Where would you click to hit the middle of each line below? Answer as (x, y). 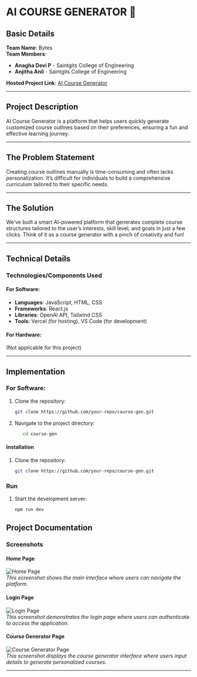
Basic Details (30, 34)
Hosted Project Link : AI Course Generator (57, 83)
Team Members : (26, 54)
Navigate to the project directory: (55, 423)
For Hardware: (24, 335)
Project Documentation (49, 528)
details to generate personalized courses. (56, 662)
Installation (20, 447)
